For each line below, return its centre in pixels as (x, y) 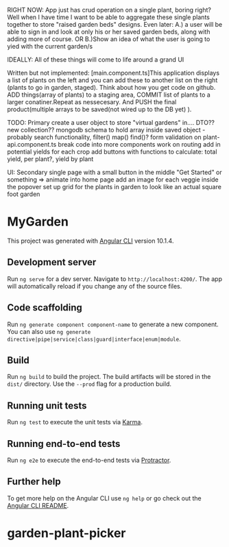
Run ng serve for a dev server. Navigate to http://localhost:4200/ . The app (115, 279)
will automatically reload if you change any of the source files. (95, 286)
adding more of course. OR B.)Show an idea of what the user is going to (109, 39)
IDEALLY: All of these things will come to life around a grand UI (96, 60)
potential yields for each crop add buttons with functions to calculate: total (112, 151)
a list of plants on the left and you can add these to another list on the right (112, 80)
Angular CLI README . (38, 505)
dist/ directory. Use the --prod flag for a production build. (89, 384)
